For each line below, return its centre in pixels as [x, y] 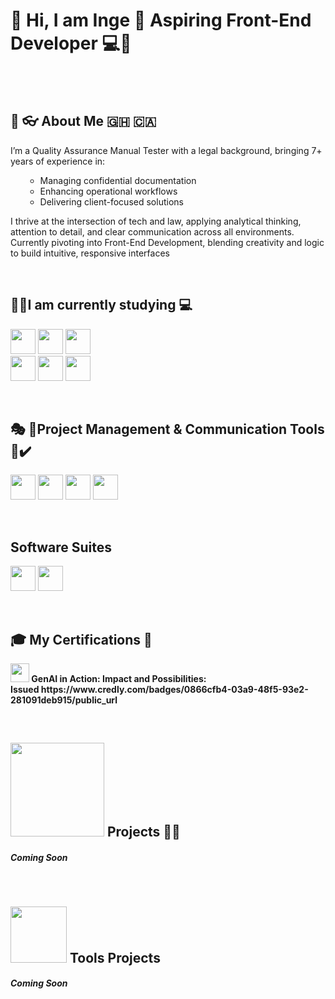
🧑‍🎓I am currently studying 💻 [101, 305]
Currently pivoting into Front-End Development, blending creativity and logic [167, 242]
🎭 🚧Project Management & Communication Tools [167, 429]
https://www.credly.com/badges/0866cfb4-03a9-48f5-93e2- [174, 689]
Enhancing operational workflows [108, 191]
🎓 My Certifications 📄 [81, 639]
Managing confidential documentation [118, 180]
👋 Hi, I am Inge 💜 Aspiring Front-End [161, 20]
